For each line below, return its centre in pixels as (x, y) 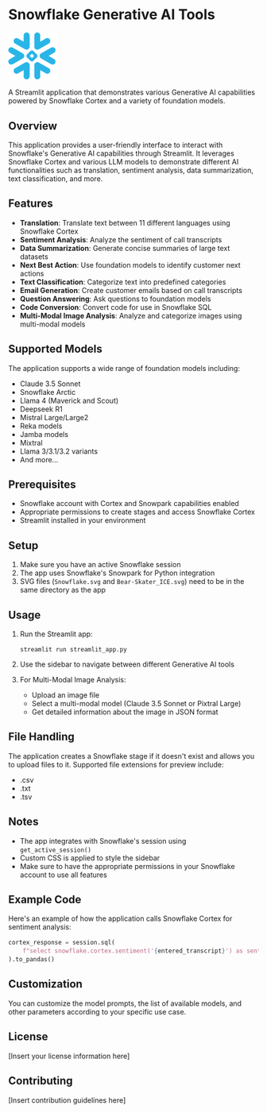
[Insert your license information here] (69, 1056)
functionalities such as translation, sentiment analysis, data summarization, (131, 170)
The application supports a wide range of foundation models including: (124, 368)
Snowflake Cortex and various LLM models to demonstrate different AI (124, 161)
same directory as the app (62, 590)
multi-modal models (52, 324)
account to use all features (63, 875)
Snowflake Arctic (48, 392)
